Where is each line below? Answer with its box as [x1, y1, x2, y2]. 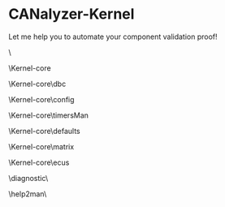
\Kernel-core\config [8, 94, 75, 104]
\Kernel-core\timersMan [8, 110, 89, 120]
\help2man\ [8, 188, 47, 199]
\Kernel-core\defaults [8, 126, 81, 136]
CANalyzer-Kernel [8, 5, 135, 24]
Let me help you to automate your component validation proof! [8, 32, 218, 41]
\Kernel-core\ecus [8, 157, 70, 167]
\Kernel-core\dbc [8, 79, 67, 88]
